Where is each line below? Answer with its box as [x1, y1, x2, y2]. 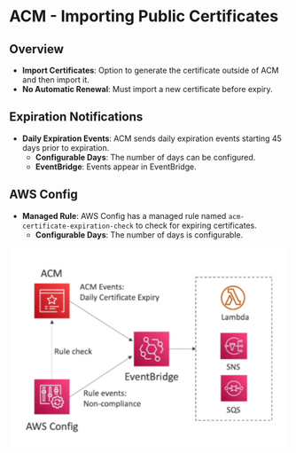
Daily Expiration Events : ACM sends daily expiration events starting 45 [21, 133, 282, 144]
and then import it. [21, 74, 90, 85]
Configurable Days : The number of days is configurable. [35, 229, 244, 240]
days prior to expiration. [21, 142, 110, 152]
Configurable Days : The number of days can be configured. [35, 152, 256, 162]
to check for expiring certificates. [136, 220, 257, 230]
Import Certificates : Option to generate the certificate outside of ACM [21, 65, 279, 75]
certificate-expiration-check [21, 222, 135, 230]
